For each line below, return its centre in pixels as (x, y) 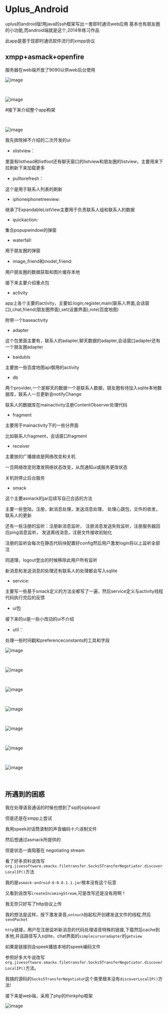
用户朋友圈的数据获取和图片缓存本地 (43, 272)
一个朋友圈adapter (24, 347)
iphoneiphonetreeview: (36, 199)
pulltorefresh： (28, 178)
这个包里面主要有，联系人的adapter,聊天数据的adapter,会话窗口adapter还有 (83, 341)
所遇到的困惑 (25, 794)
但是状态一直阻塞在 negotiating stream (45, 850)
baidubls (21, 357)
